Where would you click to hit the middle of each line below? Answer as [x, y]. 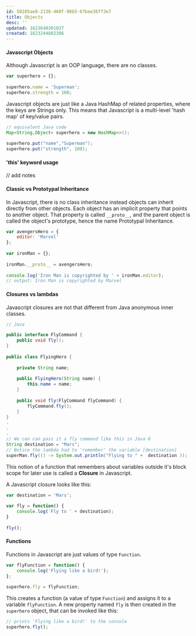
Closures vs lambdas [32, 294]
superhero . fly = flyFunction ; [43, 587]
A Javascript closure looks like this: [49, 484]
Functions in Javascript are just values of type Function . [74, 554]
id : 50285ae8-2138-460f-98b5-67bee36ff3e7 [59, 11]
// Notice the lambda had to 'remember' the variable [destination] [92, 450]
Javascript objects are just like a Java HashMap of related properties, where [98, 104]
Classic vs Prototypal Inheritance [48, 189]
